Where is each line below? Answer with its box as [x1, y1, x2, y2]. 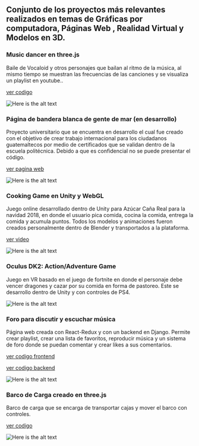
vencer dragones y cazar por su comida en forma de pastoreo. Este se [6, 282, 179, 289]
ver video [6, 236, 30, 243]
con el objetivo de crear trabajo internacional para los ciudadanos [6, 134, 168, 142]
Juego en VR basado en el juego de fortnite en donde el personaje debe [6, 275, 183, 283]
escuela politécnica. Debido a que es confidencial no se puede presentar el [6, 147, 191, 154]
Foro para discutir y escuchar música [6, 315, 116, 323]
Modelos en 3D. [6, 33, 65, 43]
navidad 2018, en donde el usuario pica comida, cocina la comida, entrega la [6, 212, 194, 219]
